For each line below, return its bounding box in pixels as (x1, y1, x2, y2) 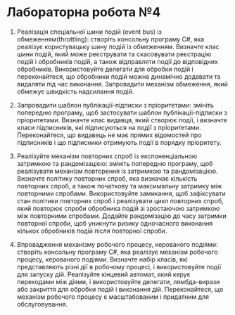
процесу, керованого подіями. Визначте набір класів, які (16, 255, 188, 264)
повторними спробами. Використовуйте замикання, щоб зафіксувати (16, 189, 226, 198)
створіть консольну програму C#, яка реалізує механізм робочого (16, 247, 219, 256)
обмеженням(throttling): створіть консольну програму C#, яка (16, 34, 205, 43)
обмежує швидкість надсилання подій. (16, 87, 134, 96)
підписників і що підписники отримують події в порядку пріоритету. (16, 138, 222, 146)
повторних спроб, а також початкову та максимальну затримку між (16, 181, 222, 190)
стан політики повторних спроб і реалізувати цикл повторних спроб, (16, 196, 224, 205)
